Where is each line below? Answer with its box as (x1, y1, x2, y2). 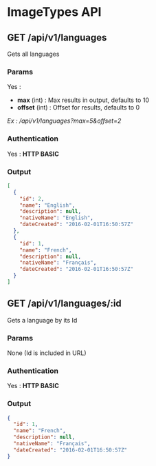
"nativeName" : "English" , (19, 214, 94, 221)
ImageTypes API (7, 4, 102, 20)
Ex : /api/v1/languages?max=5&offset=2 (7, 116, 122, 125)
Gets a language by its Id (7, 316, 78, 324)
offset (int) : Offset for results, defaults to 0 (16, 103, 140, 112)
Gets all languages (7, 50, 60, 58)
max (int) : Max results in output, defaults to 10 (16, 96, 150, 104)
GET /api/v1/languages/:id (7, 298, 122, 310)
